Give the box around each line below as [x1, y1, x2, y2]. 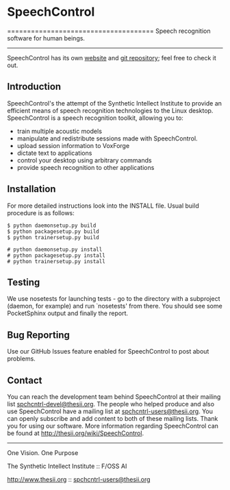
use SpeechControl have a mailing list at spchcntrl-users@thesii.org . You [7, 407, 214, 415]
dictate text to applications [16, 149, 92, 157]
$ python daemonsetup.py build [7, 222, 97, 229]
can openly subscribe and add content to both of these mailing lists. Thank [7, 415, 218, 422]
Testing [7, 276, 40, 288]
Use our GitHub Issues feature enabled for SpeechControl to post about [7, 347, 209, 356]
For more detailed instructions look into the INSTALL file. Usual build [7, 201, 200, 210]
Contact [7, 374, 42, 386]
